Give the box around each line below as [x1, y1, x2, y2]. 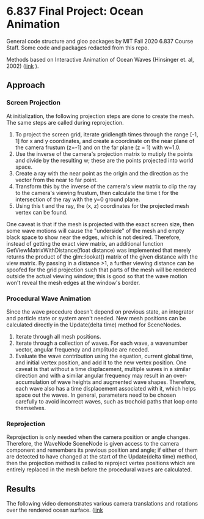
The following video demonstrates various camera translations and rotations [6, 500, 199, 507]
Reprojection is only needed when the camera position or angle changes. [6, 433, 191, 441]
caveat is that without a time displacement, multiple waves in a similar [15, 365, 191, 372]
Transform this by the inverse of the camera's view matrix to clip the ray [15, 182, 197, 190]
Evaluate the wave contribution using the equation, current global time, [15, 352, 194, 359]
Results [6, 484, 36, 494]
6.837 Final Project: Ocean [6, 4, 144, 18]
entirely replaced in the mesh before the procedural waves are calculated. [6, 466, 192, 473]
